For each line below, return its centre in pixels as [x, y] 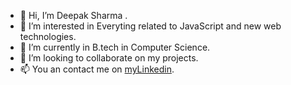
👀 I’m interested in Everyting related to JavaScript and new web [150, 26]
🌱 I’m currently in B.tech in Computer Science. [115, 47]
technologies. [48, 36]
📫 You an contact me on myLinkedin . [97, 69]
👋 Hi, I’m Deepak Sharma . [73, 15]
